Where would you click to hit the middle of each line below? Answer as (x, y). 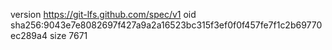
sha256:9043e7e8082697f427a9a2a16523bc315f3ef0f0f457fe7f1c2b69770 (166, 25)
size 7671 (68, 35)
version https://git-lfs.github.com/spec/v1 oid (103, 14)
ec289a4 (29, 35)
